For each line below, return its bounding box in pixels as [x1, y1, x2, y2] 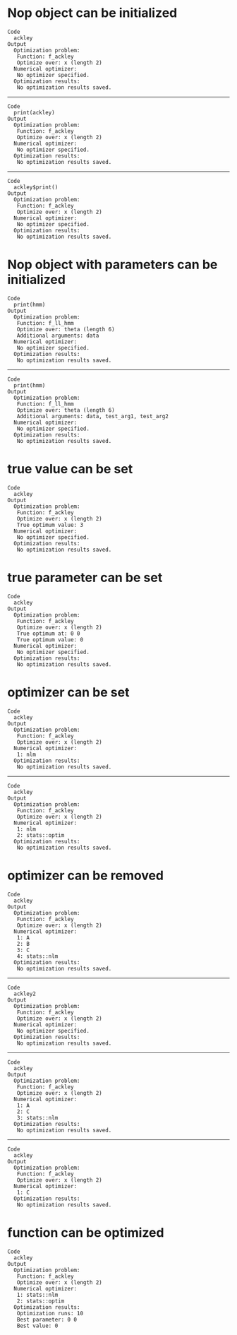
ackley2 [13, 990, 37, 997]
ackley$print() [13, 184, 59, 191]
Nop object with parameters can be [7, 256, 218, 273]
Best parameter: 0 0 [16, 1316, 78, 1323]
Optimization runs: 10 [16, 1310, 83, 1317]
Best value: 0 [16, 1322, 59, 1329]
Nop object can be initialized [7, 5, 178, 21]
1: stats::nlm [16, 1291, 59, 1298]
